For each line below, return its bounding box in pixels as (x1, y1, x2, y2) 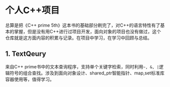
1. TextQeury (5, 50, 47, 58)
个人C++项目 (5, 5, 60, 16)
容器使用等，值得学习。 (5, 76, 54, 82)
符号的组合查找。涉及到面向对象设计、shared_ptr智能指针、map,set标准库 (9, 70, 165, 76)
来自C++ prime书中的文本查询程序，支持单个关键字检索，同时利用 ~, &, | (5, 63, 159, 69)
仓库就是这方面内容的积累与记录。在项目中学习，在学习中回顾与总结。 (5, 35, 152, 41)
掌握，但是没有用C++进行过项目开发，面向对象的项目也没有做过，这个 (14, 28, 161, 34)
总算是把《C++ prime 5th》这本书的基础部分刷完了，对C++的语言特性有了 (5, 22, 161, 28)
